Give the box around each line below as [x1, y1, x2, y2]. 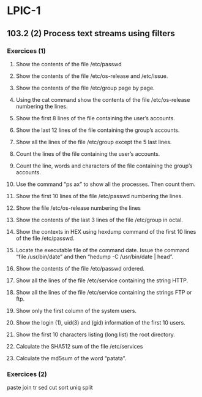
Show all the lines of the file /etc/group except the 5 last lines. [15, 138, 172, 145]
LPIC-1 [7, 4, 41, 18]
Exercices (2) [7, 369, 48, 378]
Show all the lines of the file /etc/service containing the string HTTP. [15, 277, 189, 284]
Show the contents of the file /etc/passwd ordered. [15, 264, 145, 272]
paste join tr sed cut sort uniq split [7, 384, 94, 391]
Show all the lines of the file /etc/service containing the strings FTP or [15, 288, 192, 296]
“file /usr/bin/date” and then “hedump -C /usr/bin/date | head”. [15, 253, 174, 260]
